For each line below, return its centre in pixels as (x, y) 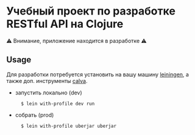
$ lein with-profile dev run (58, 104)
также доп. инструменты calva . (47, 81)
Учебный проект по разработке (91, 11)
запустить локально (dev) (48, 93)
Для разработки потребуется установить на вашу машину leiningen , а (97, 74)
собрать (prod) (34, 115)
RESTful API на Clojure (65, 24)
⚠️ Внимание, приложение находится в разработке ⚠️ (77, 41)
